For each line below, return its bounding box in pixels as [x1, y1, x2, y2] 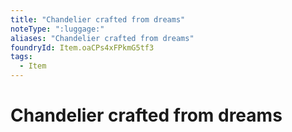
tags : [10, 52, 33, 62]
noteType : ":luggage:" [10, 24, 105, 34]
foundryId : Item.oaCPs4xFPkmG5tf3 [10, 42, 155, 53]
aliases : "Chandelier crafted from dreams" [10, 33, 195, 43]
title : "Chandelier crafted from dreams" [10, 14, 186, 25]
